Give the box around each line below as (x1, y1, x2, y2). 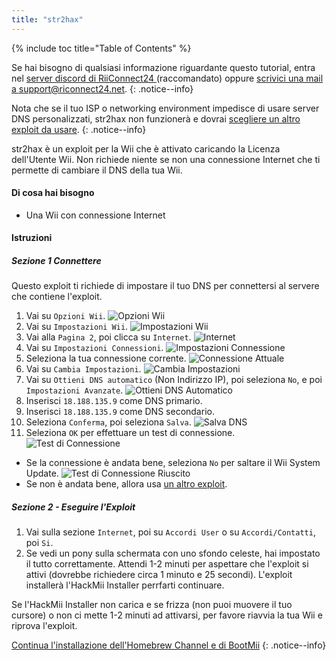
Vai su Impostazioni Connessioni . (25, 342, 164, 354)
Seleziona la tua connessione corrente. (25, 352, 187, 365)
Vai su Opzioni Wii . (25, 310, 106, 322)
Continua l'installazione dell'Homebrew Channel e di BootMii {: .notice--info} (11, 639, 327, 651)
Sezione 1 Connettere (11, 255, 102, 267)
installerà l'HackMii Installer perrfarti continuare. (25, 579, 225, 591)
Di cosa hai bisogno (11, 187, 95, 199)
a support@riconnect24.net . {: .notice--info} (11, 82, 194, 95)
